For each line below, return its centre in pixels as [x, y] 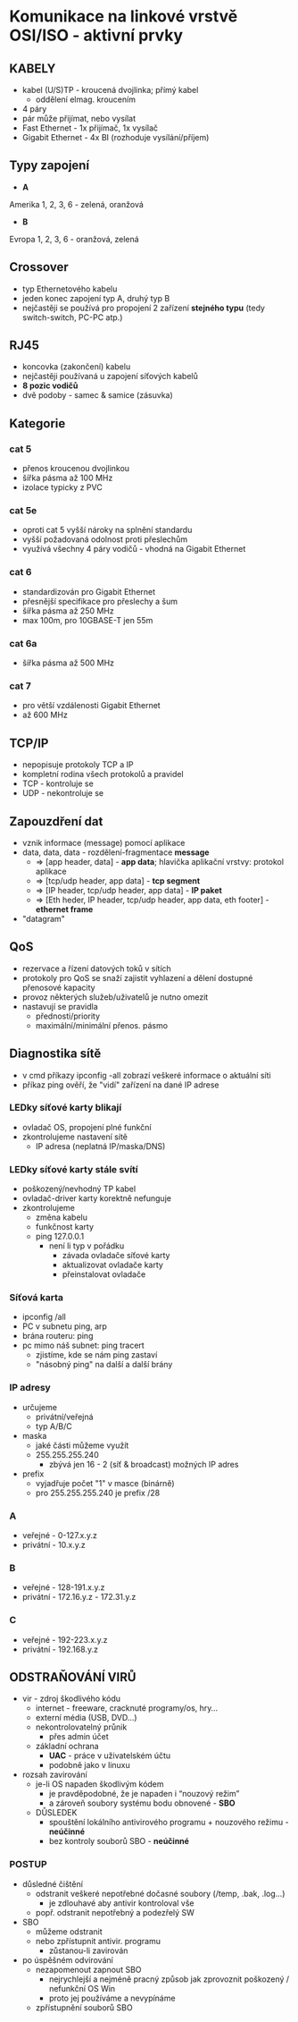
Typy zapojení [50, 166]
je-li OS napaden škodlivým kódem [99, 1784]
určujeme [40, 1407]
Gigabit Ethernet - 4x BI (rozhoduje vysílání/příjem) [116, 137]
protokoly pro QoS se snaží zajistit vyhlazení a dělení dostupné [137, 977]
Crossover [39, 267]
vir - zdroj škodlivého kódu [71, 1699]
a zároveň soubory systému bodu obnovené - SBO [142, 1803]
